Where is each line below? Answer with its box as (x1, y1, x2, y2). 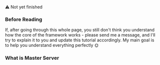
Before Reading (5, 16, 42, 23)
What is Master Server (5, 55, 59, 62)
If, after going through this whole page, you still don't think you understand (5, 27, 155, 33)
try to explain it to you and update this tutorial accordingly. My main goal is (5, 37, 155, 43)
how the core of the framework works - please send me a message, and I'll (5, 32, 156, 38)
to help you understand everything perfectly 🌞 (5, 42, 99, 48)
